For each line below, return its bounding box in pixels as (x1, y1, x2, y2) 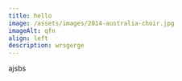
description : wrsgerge (8, 42, 85, 50)
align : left (8, 34, 48, 43)
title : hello (8, 11, 52, 20)
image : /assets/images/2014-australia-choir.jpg (8, 19, 175, 27)
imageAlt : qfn (8, 26, 56, 34)
